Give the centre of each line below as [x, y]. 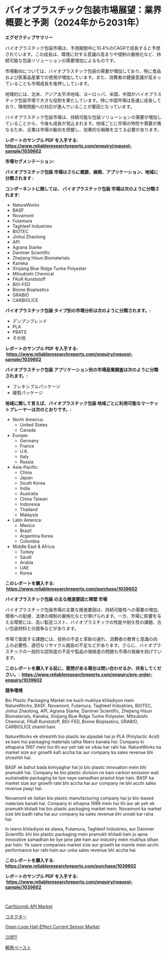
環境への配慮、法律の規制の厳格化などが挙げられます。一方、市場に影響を [81, 616]
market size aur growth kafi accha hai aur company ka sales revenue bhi [79, 752]
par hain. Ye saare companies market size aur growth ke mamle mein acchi [82, 844]
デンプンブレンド [30, 321]
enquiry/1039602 [24, 680]
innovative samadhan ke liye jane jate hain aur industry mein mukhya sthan [82, 839]
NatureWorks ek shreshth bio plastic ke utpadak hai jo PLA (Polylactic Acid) [83, 736]
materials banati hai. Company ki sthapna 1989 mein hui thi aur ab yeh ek [80, 803]
